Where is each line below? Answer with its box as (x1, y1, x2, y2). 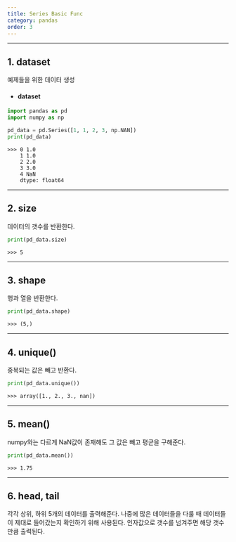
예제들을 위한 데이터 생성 (7, 75, 75, 84)
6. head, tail (7, 490, 60, 503)
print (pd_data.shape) (7, 308, 71, 315)
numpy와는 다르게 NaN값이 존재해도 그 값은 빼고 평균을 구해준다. (7, 437, 186, 446)
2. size (7, 202, 37, 214)
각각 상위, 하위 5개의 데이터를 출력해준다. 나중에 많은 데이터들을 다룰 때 (7, 510, 202, 518)
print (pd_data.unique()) (7, 380, 80, 387)
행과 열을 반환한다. (7, 294, 58, 302)
